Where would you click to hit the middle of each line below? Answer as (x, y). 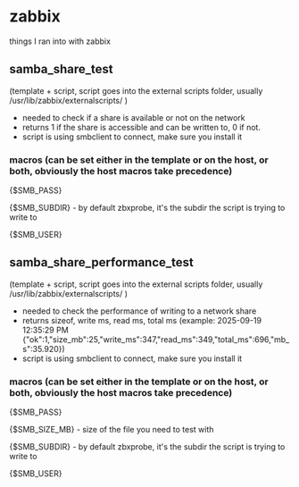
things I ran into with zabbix (60, 41)
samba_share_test (61, 69)
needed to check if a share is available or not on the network (133, 117)
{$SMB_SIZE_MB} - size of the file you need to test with (112, 430)
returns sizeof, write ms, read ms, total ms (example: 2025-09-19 (141, 320)
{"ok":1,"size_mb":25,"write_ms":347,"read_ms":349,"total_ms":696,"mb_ (156, 339)
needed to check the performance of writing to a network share (139, 311)
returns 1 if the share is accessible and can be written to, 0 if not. (141, 127)
